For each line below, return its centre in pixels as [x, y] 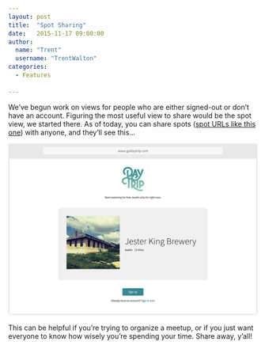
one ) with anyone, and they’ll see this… [72, 132]
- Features [33, 75]
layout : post [30, 17]
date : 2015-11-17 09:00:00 [56, 33]
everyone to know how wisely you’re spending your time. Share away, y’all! [131, 336]
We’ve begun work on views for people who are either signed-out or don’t [129, 107]
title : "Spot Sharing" [47, 25]
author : [21, 42]
